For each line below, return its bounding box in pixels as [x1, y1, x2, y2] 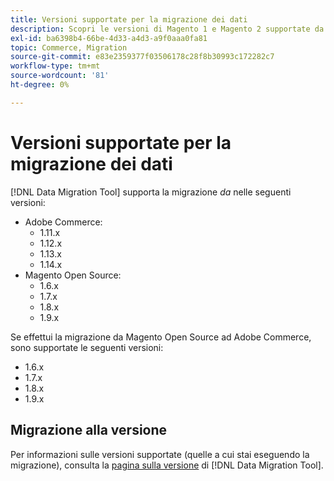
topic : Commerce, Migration [10, 42, 128, 53]
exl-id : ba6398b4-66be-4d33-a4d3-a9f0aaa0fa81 [10, 33, 208, 43]
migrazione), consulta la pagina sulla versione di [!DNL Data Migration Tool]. [10, 459, 324, 471]
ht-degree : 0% [10, 80, 70, 90]
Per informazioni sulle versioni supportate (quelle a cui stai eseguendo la [10, 448, 310, 460]
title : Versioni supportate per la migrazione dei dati [10, 14, 248, 25]
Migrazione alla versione [10, 422, 168, 439]
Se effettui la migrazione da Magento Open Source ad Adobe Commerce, [10, 331, 312, 343]
